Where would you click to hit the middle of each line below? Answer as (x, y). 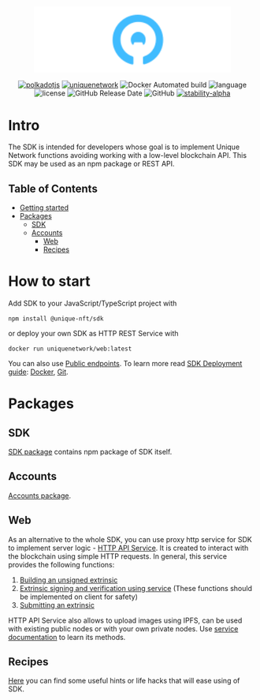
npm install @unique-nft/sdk (56, 319)
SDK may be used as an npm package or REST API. (91, 164)
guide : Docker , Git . (38, 372)
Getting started (44, 208)
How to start (49, 281)
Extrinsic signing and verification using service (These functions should (136, 588)
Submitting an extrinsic (57, 605)
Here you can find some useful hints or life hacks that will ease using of (124, 681)
